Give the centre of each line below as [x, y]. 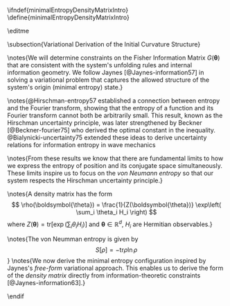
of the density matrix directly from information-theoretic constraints [104, 275]
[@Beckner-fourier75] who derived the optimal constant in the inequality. [112, 130]
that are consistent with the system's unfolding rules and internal [100, 65]
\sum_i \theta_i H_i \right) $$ [116, 212]
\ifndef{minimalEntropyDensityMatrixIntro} [68, 10]
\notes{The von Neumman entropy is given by [73, 239]
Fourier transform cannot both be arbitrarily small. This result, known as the [115, 115]
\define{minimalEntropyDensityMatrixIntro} [69, 17]
